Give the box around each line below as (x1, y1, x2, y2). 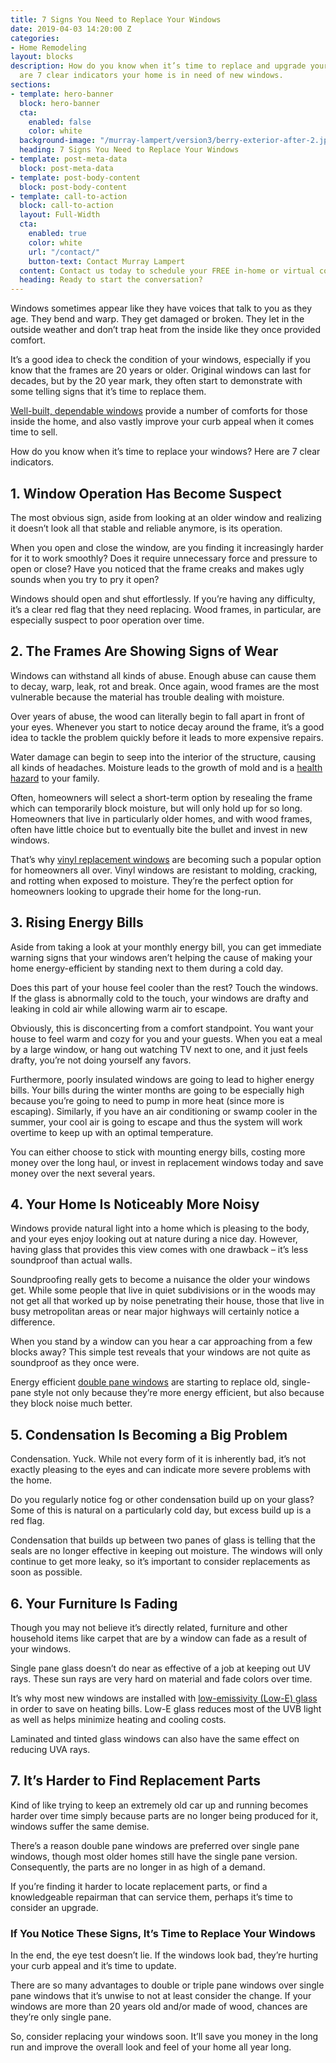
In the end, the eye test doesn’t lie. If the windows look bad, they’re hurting (10, 1949, 319, 1961)
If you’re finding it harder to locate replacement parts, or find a (10, 1880, 268, 1892)
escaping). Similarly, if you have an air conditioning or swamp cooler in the (10, 1105, 318, 1117)
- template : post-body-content (10, 172, 141, 183)
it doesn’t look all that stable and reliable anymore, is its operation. (10, 522, 283, 534)
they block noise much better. (10, 1397, 133, 1410)
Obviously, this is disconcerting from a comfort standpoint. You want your (10, 1022, 314, 1034)
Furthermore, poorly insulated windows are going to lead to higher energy (10, 1073, 315, 1085)
